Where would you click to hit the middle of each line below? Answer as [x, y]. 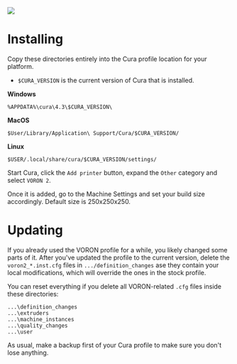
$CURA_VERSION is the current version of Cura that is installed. [106, 80]
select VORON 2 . [29, 180]
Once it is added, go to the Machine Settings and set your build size [106, 194]
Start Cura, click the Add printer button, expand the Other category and [112, 172]
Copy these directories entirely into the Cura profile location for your [107, 59]
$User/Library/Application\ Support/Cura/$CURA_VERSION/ [93, 133]
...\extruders [28, 313]
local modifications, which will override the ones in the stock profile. [107, 272]
